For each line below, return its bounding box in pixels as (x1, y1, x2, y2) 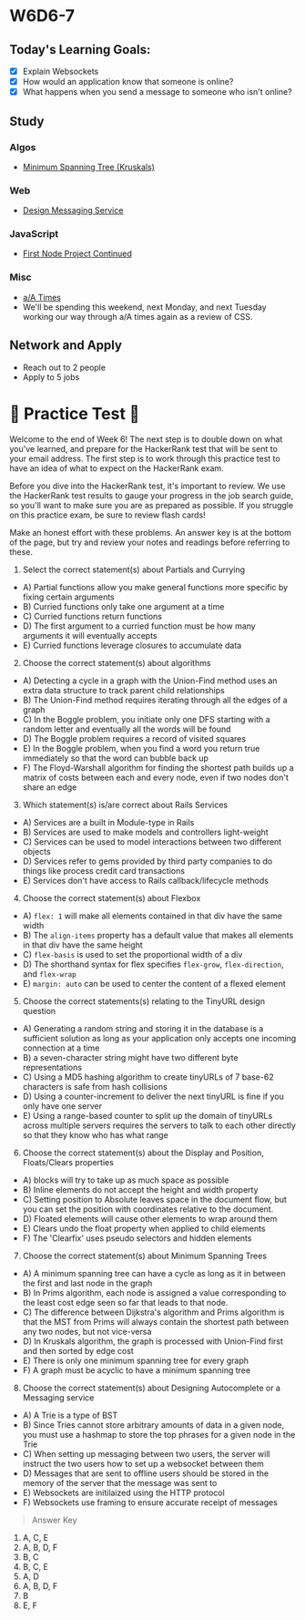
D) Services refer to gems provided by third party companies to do (22, 856, 273, 866)
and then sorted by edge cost (22, 1345, 134, 1356)
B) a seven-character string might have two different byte (22, 1051, 239, 1062)
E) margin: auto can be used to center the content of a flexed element (22, 978, 287, 989)
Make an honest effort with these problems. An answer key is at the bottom (9, 527, 291, 538)
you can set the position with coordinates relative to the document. (22, 1204, 274, 1215)
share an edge (22, 781, 77, 793)
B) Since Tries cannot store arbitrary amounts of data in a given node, (22, 1419, 285, 1430)
